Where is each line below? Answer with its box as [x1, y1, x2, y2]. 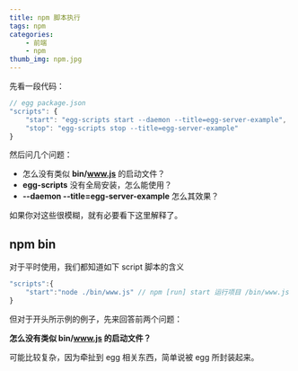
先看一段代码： [9, 81, 65, 91]
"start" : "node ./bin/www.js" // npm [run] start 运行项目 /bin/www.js [25, 288, 290, 297]
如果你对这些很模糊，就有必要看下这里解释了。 [9, 210, 182, 221]
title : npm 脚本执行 [9, 13, 81, 22]
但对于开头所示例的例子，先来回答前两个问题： [9, 314, 182, 324]
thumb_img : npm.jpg [9, 55, 83, 64]
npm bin [9, 236, 57, 252]
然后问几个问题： [9, 149, 73, 160]
